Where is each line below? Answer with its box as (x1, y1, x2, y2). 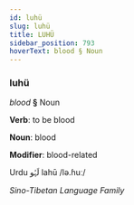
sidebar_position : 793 (9, 38, 95, 48)
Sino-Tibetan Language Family (9, 185, 125, 196)
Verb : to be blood (9, 115, 75, 126)
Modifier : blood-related (9, 150, 98, 161)
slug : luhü (9, 22, 51, 31)
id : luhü (9, 13, 43, 23)
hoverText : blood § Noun (9, 47, 103, 56)
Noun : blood (9, 132, 56, 143)
